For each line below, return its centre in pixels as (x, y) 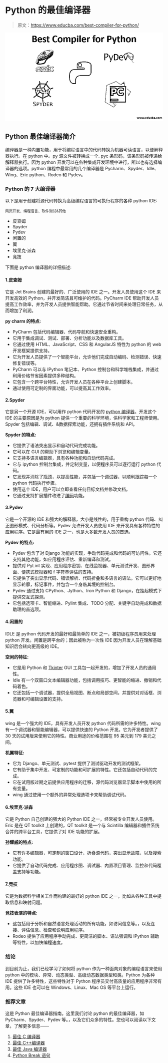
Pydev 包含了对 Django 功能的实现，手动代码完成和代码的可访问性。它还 (87, 553)
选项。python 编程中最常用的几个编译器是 (61, 168)
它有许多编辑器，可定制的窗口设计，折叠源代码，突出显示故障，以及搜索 (87, 853)
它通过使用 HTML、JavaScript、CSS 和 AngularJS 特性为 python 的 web (87, 344)
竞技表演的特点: (21, 913)
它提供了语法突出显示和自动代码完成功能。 (56, 446)
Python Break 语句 (31, 1055)
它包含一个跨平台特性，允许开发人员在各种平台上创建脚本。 (74, 382)
